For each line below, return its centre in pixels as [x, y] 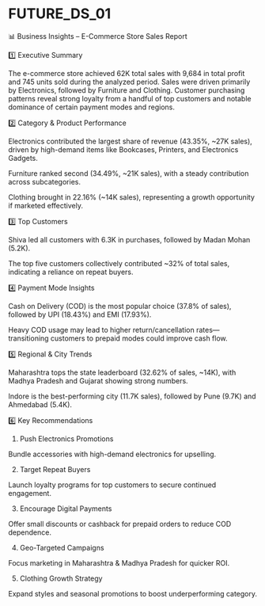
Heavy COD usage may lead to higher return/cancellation [102, 330]
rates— [208, 330]
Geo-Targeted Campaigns [62, 547]
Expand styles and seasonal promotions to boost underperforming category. [133, 593]
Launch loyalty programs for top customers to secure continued [112, 485]
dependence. [30, 532]
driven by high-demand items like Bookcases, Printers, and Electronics [123, 149]
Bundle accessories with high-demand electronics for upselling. [112, 454]
